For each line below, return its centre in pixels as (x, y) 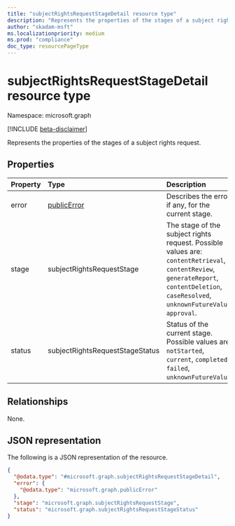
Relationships (38, 402)
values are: (184, 251)
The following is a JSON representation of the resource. (87, 457)
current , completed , (198, 359)
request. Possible (195, 243)
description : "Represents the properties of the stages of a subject (111, 20)
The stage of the (193, 225)
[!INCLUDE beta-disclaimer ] (47, 129)
